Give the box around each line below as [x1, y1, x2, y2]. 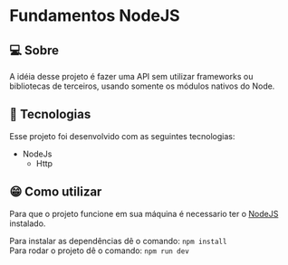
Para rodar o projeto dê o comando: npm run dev [9, 245, 190, 256]
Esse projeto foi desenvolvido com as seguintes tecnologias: [9, 130, 235, 141]
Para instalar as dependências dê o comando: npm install [9, 235, 227, 246]
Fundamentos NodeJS [9, 5, 180, 26]
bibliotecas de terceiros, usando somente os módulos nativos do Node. [9, 80, 275, 91]
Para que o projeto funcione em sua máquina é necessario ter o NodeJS [9, 208, 279, 219]
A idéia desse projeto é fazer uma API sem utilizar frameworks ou [9, 71, 254, 81]
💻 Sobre [9, 43, 59, 58]
